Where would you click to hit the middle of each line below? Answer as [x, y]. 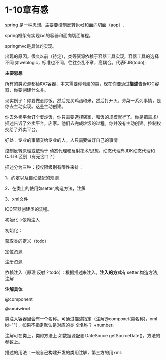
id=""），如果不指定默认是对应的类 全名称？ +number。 [61, 325]
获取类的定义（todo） [27, 241]
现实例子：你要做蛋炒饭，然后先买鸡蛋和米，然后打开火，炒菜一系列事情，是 [83, 100]
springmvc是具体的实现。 [31, 46]
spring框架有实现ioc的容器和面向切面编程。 [49, 35]
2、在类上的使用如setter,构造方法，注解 [45, 188]
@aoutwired [18, 309]
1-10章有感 [27, 10]
